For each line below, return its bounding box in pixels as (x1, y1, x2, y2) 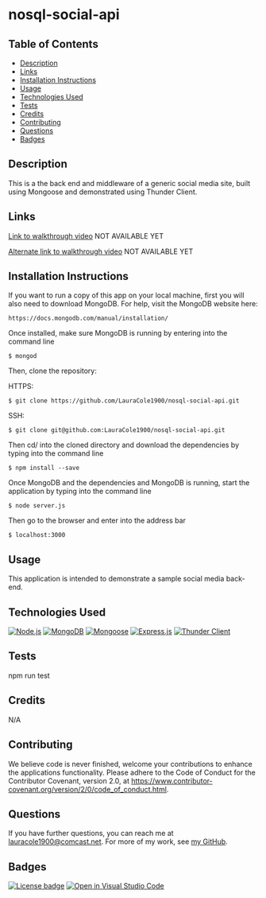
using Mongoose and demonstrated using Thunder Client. (8, 187, 198, 196)
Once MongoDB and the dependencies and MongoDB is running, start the (8, 478, 250, 488)
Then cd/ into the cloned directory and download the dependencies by (8, 440, 240, 450)
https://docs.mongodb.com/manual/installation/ (8, 314, 169, 323)
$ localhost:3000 (8, 531, 66, 539)
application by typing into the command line (8, 487, 152, 496)
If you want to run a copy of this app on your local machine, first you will (8, 290, 245, 300)
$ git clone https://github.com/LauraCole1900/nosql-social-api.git (8, 397, 240, 405)
